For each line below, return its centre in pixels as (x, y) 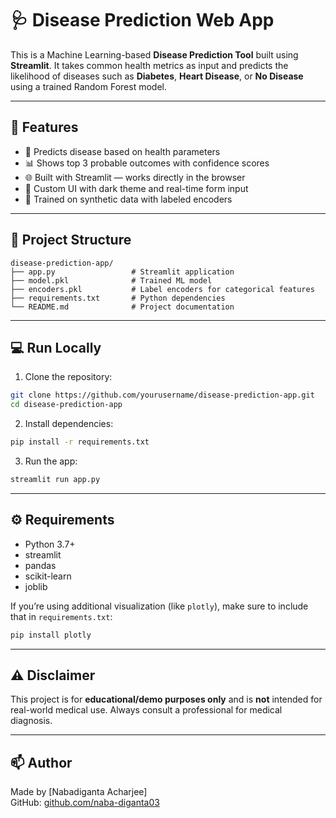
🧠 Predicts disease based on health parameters (122, 151)
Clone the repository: (68, 377)
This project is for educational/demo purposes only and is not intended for (166, 699)
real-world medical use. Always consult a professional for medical (146, 710)
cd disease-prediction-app (66, 405)
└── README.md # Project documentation (122, 307)
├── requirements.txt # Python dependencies (118, 298)
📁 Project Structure (71, 240)
